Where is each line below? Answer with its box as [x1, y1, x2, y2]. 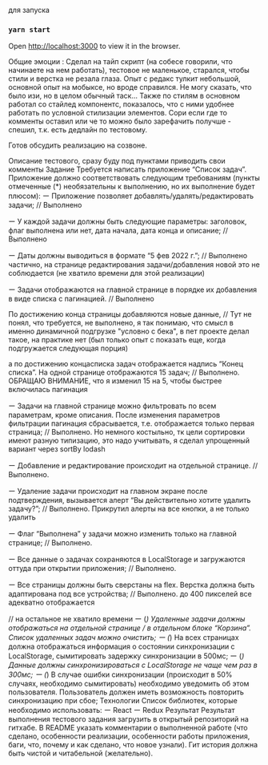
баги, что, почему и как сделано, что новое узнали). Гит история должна [8, 740, 258, 750]
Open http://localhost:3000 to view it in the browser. [8, 42, 181, 51]
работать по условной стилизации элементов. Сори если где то [8, 108, 228, 118]
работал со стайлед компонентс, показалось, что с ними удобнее [8, 99, 234, 109]
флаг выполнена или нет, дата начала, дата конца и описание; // [8, 226, 229, 236]
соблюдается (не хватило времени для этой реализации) [8, 269, 206, 278]
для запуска [8, 6, 50, 14]
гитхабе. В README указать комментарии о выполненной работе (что [8, 723, 248, 733]
